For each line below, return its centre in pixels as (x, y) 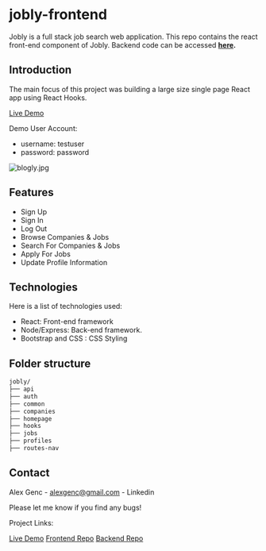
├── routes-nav (34, 449)
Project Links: (31, 522)
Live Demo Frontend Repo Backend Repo (76, 538)
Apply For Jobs (45, 254)
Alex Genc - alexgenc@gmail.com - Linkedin (82, 492)
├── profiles (31, 441)
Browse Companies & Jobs (65, 237)
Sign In (32, 220)
